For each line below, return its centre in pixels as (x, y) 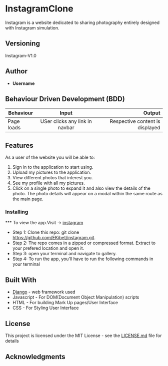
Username (23, 83)
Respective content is (135, 121)
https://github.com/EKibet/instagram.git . (54, 238)
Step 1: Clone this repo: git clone (46, 232)
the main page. (28, 199)
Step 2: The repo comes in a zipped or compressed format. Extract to (84, 243)
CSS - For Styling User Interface (45, 308)
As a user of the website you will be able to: (50, 157)
